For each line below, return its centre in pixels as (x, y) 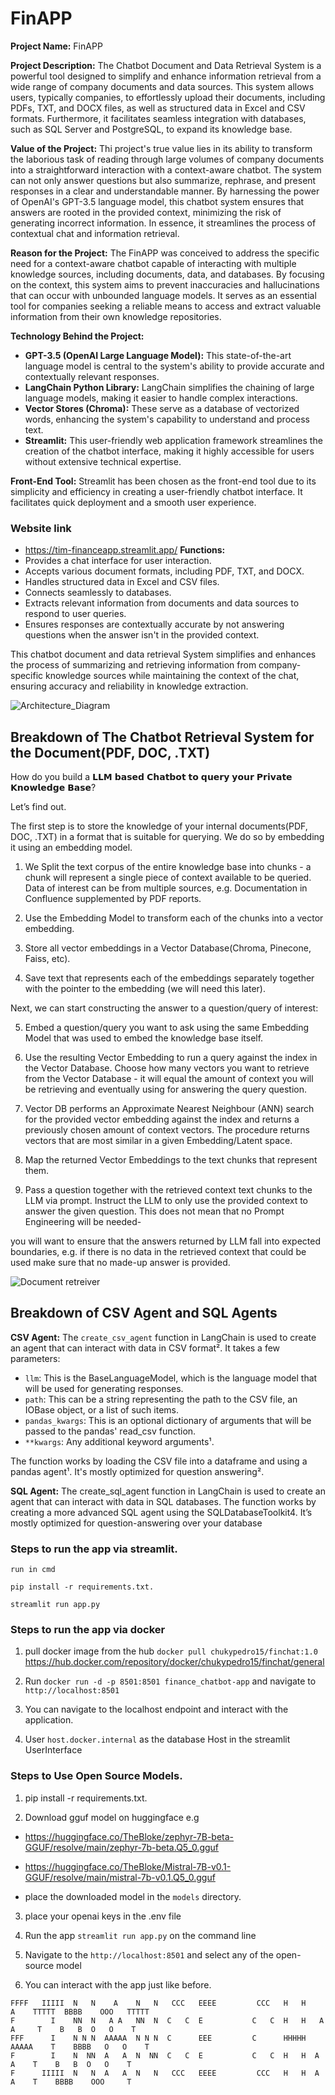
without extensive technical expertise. (103, 461)
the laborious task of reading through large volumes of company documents (167, 159)
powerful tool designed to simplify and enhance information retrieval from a (166, 76)
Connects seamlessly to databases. (98, 593)
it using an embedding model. (71, 848)
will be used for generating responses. (104, 1388)
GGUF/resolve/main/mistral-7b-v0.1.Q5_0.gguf (120, 1877)
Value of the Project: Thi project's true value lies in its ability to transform (161, 148)
